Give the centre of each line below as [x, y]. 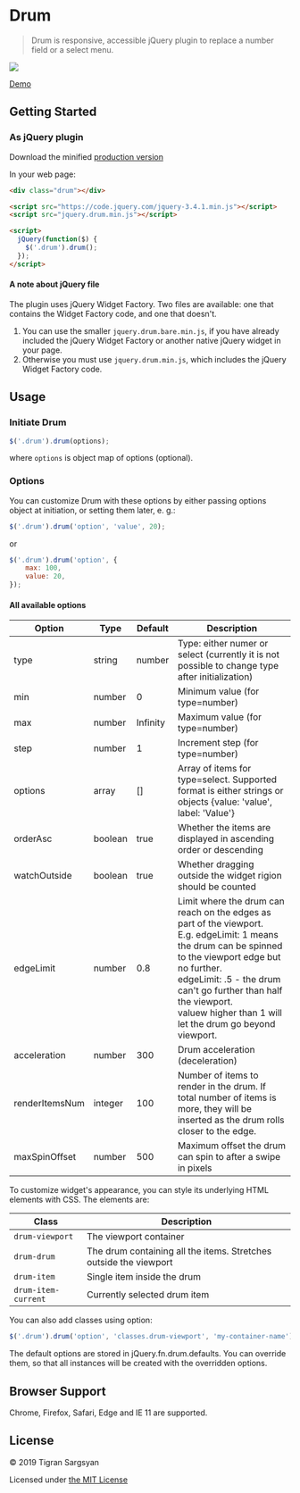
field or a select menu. [72, 49]
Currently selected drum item [148, 1295]
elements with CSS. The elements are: [79, 1200]
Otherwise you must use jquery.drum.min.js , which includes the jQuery [154, 359]
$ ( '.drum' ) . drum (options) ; [59, 441]
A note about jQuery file [54, 284]
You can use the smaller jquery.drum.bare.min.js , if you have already [150, 330]
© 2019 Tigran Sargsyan [54, 1462]
